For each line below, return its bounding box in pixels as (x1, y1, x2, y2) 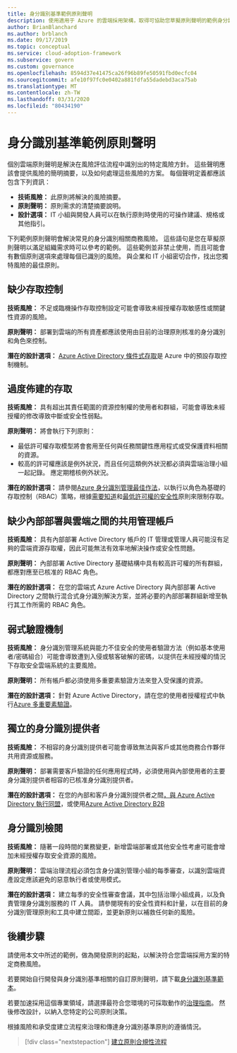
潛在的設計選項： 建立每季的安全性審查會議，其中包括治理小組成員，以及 (7, 890, 219, 899)
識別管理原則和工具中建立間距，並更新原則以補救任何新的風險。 (13, 907, 199, 916)
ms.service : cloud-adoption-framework (7, 50, 121, 57)
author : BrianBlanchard (7, 23, 78, 30)
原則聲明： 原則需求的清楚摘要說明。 (17, 201, 125, 209)
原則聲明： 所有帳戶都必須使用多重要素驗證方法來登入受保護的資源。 (7, 677, 207, 685)
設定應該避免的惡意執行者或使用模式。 (13, 875, 125, 883)
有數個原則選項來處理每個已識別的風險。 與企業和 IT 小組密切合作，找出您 (7, 252, 222, 260)
